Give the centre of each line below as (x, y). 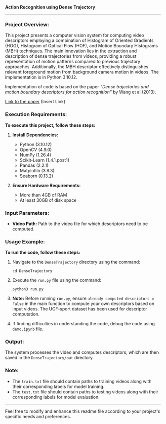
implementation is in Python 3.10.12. (41, 77)
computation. (26, 314)
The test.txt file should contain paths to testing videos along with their (85, 391)
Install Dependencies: (35, 135)
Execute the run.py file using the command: (57, 280)
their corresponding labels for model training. (58, 386)
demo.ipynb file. (28, 329)
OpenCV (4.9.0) (36, 150)
